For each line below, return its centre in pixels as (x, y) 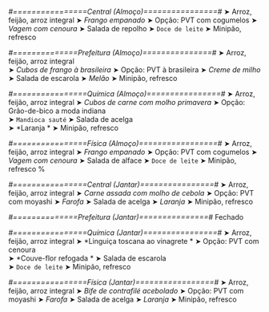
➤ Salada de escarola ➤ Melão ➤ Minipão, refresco (93, 78)
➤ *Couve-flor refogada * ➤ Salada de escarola (87, 258)
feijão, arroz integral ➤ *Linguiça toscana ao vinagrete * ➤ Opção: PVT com (134, 241)
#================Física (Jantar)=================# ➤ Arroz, (128, 282)
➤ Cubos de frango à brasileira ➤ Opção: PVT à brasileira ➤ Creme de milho (134, 70)
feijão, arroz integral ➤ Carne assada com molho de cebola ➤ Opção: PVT (131, 193)
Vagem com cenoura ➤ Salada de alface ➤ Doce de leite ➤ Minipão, (122, 160)
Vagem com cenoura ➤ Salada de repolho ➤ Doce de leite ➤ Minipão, (125, 28)
